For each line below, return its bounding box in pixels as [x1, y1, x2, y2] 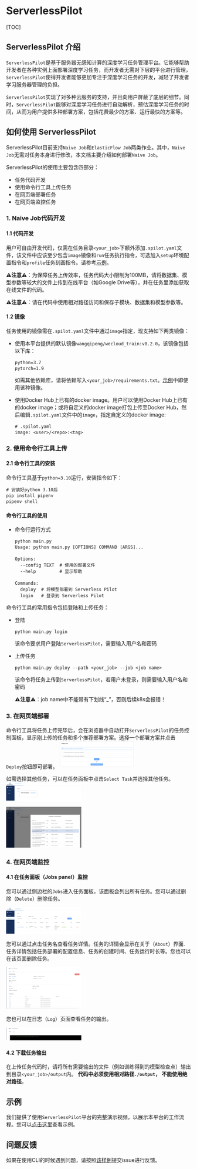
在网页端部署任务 [14, 191, 56, 198]
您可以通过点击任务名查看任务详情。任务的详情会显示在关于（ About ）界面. [6, 940, 185, 948]
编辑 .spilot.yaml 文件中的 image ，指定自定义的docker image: [19, 411, 166, 418]
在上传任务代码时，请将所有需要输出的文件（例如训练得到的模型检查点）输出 [6, 1063, 191, 1070]
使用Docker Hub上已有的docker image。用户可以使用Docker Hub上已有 [14, 396, 188, 404]
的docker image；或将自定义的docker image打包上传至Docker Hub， [14, 404, 182, 411]
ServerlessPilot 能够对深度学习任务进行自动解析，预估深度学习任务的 [16, 101, 185, 108]
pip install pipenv [6, 493, 54, 499]
